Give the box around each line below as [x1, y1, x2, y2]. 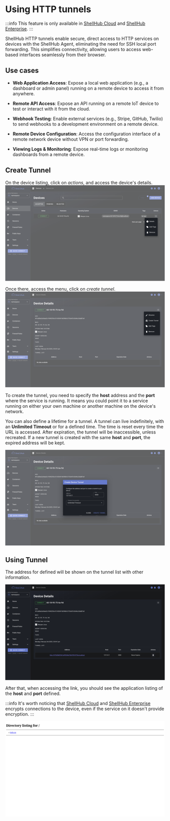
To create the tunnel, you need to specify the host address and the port [5, 392, 155, 398]
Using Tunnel [5, 556, 48, 564]
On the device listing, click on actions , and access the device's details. [5, 179, 153, 185]
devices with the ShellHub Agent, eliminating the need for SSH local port [5, 41, 156, 47]
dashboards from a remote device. [12, 151, 85, 158]
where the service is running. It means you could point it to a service [5, 398, 148, 404]
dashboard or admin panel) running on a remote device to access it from [12, 85, 164, 91]
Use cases [5, 66, 39, 75]
